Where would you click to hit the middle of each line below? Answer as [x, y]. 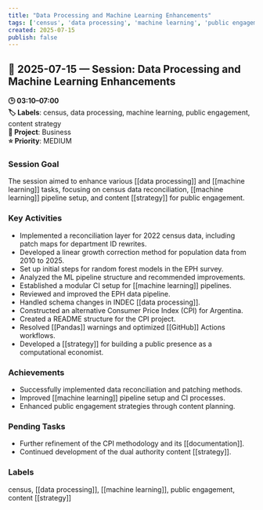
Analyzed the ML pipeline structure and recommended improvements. [132, 277]
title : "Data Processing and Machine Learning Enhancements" [110, 15]
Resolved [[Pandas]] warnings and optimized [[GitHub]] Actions [122, 327]
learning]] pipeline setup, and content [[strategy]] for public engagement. [126, 198]
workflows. [38, 335]
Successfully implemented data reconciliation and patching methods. [131, 389]
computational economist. [61, 352]
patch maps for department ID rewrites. [83, 243]
